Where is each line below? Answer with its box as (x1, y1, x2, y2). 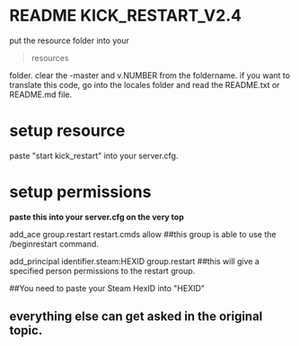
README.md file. (9, 89, 73, 100)
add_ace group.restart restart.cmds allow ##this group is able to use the (9, 228, 277, 239)
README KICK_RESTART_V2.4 (9, 5, 242, 26)
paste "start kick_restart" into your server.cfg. (9, 150, 179, 161)
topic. (9, 323, 43, 338)
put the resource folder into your (9, 35, 130, 46)
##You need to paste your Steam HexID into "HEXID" (9, 282, 205, 293)
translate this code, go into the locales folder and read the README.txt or (9, 79, 280, 90)
